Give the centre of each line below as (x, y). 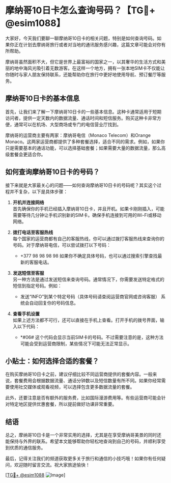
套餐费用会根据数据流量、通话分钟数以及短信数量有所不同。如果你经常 (88, 381)
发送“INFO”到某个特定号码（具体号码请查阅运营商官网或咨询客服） (90, 296)
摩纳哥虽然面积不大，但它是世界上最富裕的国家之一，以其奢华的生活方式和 (83, 62)
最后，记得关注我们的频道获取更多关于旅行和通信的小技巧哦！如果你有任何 (83, 459)
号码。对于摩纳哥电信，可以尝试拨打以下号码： (62, 245)
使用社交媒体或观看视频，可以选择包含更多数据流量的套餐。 (72, 387)
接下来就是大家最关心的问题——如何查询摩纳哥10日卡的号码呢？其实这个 (81, 185)
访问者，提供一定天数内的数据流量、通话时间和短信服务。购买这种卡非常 (81, 118)
